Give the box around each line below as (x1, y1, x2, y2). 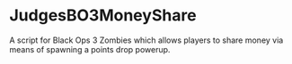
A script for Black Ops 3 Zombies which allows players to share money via (9, 35, 284, 45)
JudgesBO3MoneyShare (9, 5, 197, 26)
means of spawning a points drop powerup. (9, 44, 171, 54)
